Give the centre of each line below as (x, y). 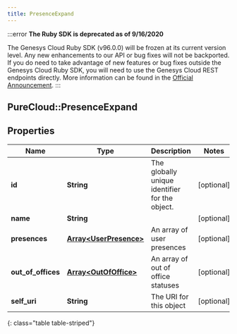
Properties (31, 131)
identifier (166, 189)
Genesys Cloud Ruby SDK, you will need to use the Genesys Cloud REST (113, 70)
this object (168, 305)
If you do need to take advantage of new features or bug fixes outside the (114, 62)
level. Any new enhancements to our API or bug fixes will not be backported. (119, 55)
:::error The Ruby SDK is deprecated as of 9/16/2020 (85, 34)
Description (171, 151)
